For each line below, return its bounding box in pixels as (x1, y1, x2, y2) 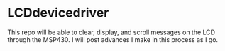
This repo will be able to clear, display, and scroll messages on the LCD (7, 28, 215, 36)
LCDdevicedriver (7, 5, 109, 21)
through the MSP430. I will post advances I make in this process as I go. (7, 35, 219, 43)
